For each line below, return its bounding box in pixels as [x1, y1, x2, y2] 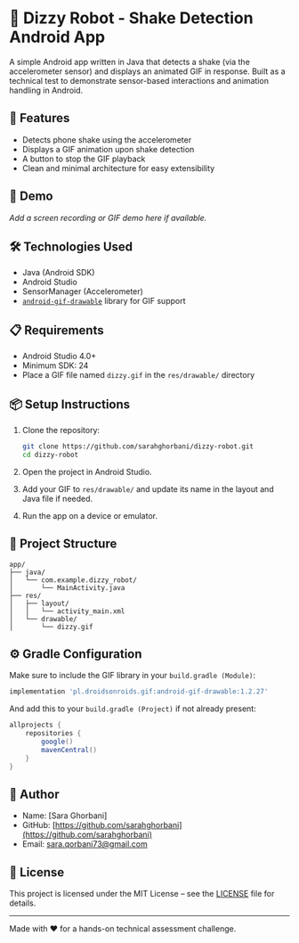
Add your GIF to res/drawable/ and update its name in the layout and [21, 483, 274, 494]
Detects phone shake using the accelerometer [21, 134, 192, 145]
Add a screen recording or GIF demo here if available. [9, 212, 207, 223]
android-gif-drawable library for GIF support [21, 296, 186, 307]
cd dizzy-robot [21, 450, 79, 459]
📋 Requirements [9, 323, 104, 338]
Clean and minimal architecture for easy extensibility [21, 162, 215, 173]
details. [9, 898, 36, 908]
